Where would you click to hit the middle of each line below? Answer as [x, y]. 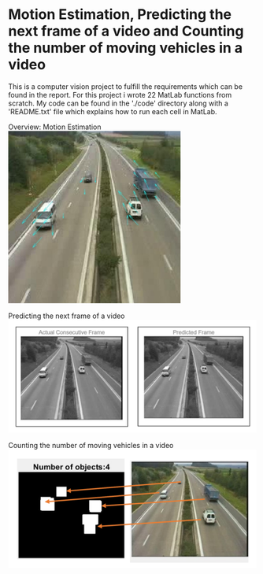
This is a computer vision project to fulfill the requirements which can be [125, 86]
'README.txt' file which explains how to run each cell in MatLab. [113, 111]
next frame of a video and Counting [126, 31]
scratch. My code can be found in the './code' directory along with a [118, 103]
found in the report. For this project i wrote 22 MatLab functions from [120, 94]
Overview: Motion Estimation [55, 127]
